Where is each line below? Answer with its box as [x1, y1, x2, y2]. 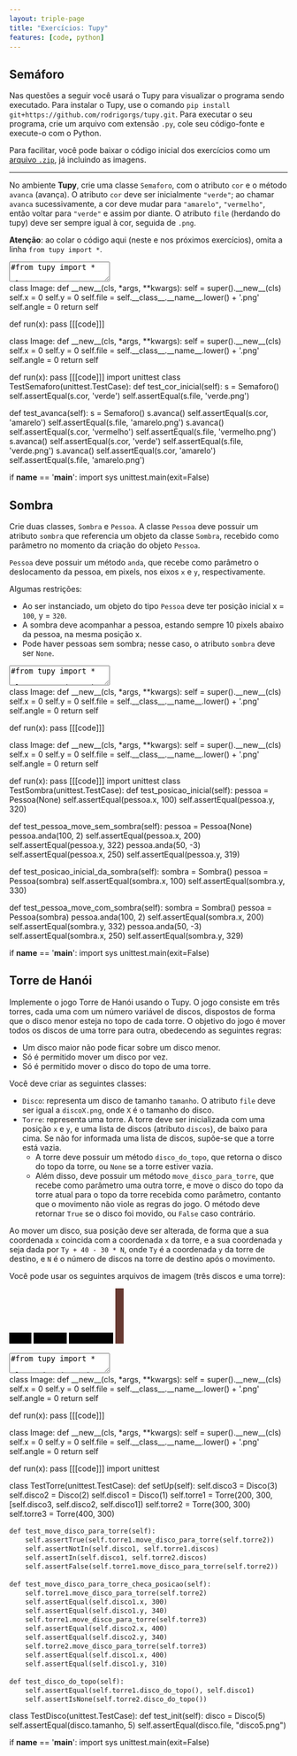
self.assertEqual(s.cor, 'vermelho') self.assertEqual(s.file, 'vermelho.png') [9, 427, 277, 437]
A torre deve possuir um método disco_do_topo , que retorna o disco [34, 1151, 283, 1162]
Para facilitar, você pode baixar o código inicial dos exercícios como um [9, 145, 271, 156]
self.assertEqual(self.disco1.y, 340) [25, 1606, 168, 1615]
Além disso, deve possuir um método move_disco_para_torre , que [34, 1170, 274, 1181]
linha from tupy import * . [9, 244, 103, 255]
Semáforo [9, 66, 65, 81]
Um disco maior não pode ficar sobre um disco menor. [21, 1042, 221, 1052]
